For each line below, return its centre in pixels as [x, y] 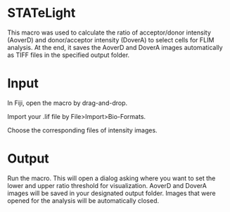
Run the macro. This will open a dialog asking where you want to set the [111, 178]
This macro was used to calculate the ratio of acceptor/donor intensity [109, 32]
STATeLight [41, 13]
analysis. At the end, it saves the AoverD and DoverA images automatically [115, 47]
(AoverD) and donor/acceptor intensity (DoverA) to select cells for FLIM [111, 39]
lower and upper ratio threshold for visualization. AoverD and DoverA [107, 185]
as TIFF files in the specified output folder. [69, 55]
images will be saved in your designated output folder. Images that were [111, 193]
